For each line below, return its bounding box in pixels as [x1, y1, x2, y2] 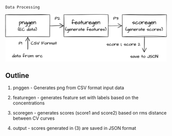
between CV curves [12, 115, 55, 121]
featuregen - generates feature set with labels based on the [12, 95, 139, 101]
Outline [5, 71, 29, 80]
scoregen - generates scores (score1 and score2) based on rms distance [12, 110, 167, 116]
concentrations [12, 100, 45, 106]
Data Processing [5, 5, 40, 10]
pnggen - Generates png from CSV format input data [12, 85, 124, 91]
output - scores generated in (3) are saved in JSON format [12, 125, 137, 131]
